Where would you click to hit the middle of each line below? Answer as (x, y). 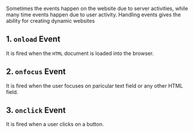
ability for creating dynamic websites (51, 21)
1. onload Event (33, 39)
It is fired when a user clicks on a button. (55, 124)
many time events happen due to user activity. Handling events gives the (93, 15)
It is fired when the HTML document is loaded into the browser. (80, 53)
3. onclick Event (36, 110)
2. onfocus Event (36, 72)
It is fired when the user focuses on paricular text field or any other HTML (94, 86)
